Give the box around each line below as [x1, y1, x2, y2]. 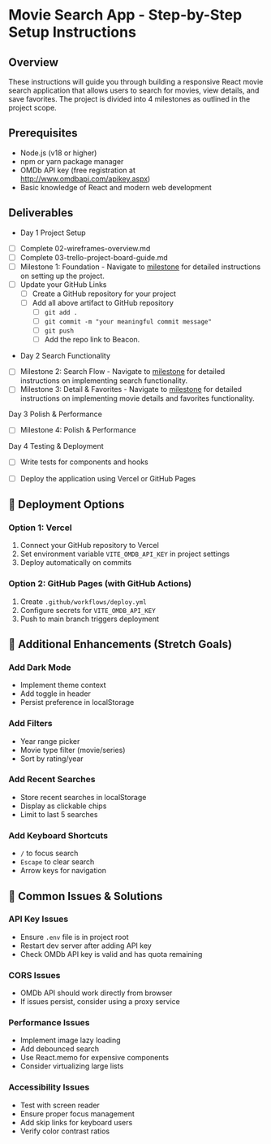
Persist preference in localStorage [19, 698, 135, 707]
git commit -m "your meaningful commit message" [44, 318, 213, 326]
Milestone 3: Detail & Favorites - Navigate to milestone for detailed [19, 385, 242, 394]
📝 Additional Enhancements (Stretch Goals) [8, 637, 233, 651]
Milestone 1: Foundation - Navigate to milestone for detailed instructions [19, 262, 261, 272]
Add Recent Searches [8, 774, 96, 785]
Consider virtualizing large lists [19, 1061, 124, 1071]
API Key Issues [8, 913, 69, 924]
